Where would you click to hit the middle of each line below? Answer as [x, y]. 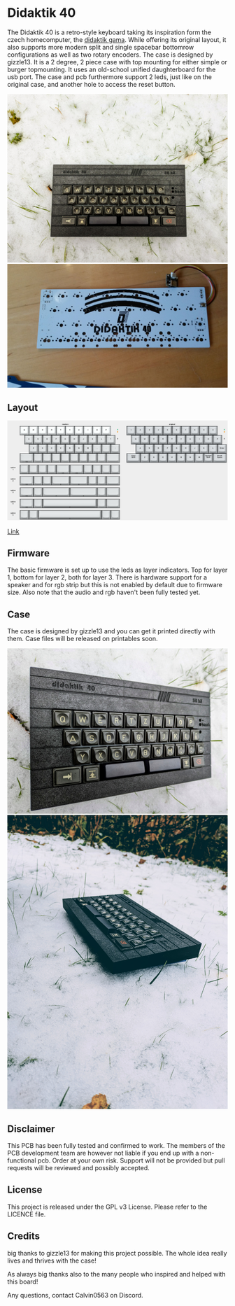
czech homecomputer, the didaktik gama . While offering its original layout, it [117, 39]
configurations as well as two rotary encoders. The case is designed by [110, 55]
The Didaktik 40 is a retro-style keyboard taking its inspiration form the [109, 32]
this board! [23, 1282]
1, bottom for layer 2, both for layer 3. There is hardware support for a [107, 577]
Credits [24, 1236]
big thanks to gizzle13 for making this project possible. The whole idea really [117, 1253]
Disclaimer [31, 1129]
